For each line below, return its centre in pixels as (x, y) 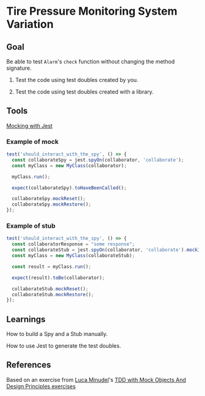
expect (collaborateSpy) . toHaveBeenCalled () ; (69, 188)
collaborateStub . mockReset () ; (50, 289)
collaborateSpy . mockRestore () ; (52, 204)
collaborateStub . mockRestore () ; (53, 294)
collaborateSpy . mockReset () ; (49, 199)
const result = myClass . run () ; (52, 267)
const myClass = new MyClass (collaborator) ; (69, 166)
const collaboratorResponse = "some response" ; (74, 244)
